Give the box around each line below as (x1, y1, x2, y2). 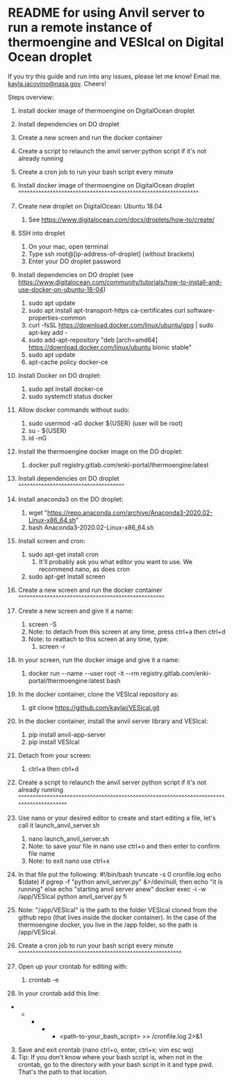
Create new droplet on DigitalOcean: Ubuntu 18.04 (17, 201, 163, 210)
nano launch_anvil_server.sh (28, 834, 110, 843)
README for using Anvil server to (8, 5, 206, 21)
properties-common (28, 313, 86, 322)
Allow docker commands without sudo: (17, 405, 130, 414)
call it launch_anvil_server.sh (17, 821, 100, 829)
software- (187, 306, 215, 314)
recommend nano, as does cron (38, 565, 131, 573)
